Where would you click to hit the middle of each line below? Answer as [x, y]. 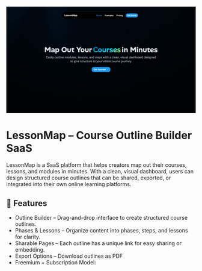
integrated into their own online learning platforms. [69, 184]
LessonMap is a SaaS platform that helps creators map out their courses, [96, 165]
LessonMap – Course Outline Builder [99, 135]
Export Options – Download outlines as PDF [69, 256]
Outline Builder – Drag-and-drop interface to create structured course [101, 218]
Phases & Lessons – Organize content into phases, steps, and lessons [101, 231]
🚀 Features [27, 203]
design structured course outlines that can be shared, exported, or [89, 178]
